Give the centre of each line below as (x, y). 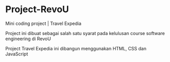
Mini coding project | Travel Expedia (43, 23)
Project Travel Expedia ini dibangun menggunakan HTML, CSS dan (76, 48)
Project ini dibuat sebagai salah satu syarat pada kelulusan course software (85, 33)
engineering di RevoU (28, 39)
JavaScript (17, 54)
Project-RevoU (37, 9)
